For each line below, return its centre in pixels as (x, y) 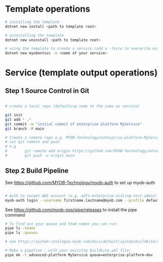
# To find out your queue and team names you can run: (62, 224)
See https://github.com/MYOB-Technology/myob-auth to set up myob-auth (80, 182)
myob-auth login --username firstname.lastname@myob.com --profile (75, 200)
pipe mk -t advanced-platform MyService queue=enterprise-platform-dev (79, 255)
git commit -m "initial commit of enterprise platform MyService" (73, 124)
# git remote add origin (38, 151)
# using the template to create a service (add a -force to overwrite (78, 49)
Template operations (48, 9)
